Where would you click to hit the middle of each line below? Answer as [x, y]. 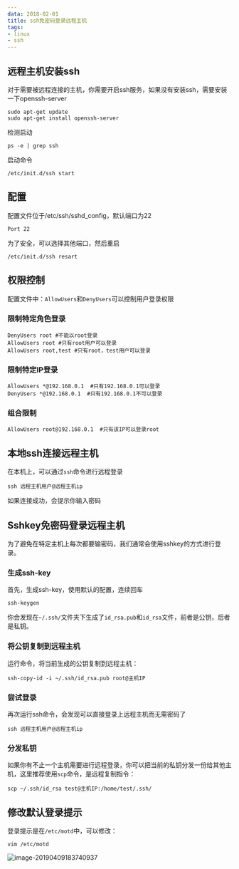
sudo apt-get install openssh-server [63, 118]
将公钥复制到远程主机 [44, 647]
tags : [15, 27]
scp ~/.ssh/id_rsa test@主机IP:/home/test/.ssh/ [80, 789]
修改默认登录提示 [45, 812]
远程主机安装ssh [44, 71]
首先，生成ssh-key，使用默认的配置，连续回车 [75, 590]
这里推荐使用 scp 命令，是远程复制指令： [78, 774]
